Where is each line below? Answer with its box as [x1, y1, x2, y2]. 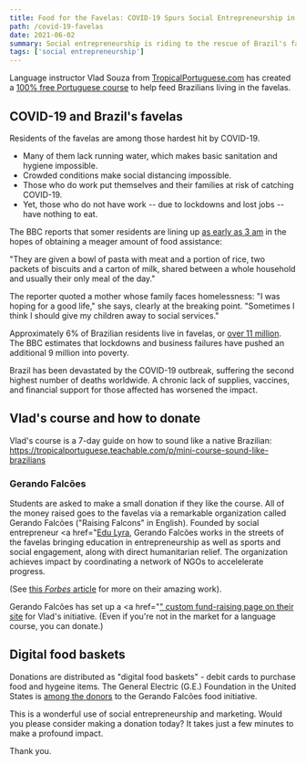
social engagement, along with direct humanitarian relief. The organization [9, 547, 289, 558]
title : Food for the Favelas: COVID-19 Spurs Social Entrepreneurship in [9, 13, 296, 23]
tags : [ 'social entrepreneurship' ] [9, 47, 145, 57]
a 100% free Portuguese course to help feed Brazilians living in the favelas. [9, 82, 291, 93]
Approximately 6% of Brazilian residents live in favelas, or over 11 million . [9, 328, 282, 339]
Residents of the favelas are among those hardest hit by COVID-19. [9, 132, 260, 143]
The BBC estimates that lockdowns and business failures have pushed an [9, 337, 285, 348]
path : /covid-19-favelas [9, 22, 104, 31]
